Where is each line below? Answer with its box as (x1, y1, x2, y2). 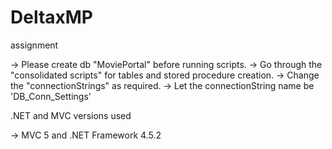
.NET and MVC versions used (10, 109, 132, 121)
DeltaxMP (10, 6, 94, 29)
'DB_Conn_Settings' (10, 90, 92, 102)
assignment (10, 39, 59, 51)
